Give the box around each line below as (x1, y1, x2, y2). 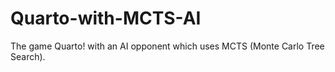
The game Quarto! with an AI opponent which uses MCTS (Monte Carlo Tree (10, 40, 325, 52)
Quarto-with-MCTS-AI (10, 7, 202, 30)
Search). (10, 50, 46, 62)
